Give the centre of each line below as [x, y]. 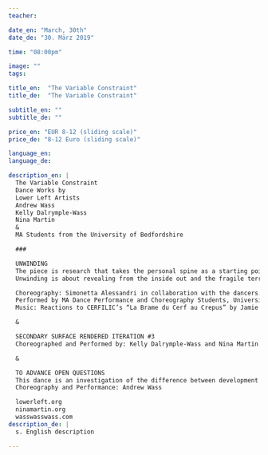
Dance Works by [41, 190]
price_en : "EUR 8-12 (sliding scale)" [73, 132]
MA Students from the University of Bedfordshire [99, 235]
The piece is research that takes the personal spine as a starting [132, 271]
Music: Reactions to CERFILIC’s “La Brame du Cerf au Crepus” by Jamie [137, 308]
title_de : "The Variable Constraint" [73, 96]
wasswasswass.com [44, 417]
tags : [17, 74]
